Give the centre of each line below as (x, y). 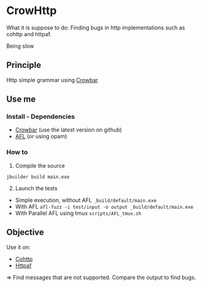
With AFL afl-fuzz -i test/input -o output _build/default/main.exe (104, 206)
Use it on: (18, 247)
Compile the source (40, 165)
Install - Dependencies (41, 117)
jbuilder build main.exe (38, 177)
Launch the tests (36, 188)
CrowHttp (32, 11)
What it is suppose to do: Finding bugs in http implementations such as (96, 28)
